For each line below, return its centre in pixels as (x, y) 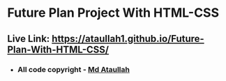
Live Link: (29, 39)
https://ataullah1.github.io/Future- (128, 39)
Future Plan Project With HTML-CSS (113, 13)
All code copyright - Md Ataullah (74, 69)
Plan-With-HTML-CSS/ (58, 49)
